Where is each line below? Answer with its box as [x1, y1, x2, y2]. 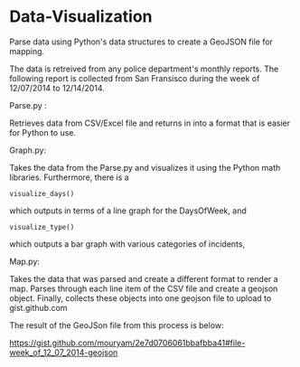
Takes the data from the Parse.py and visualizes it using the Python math [9, 162, 281, 173]
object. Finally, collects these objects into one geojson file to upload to [9, 292, 272, 304]
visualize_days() [9, 189, 75, 198]
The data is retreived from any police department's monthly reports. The [9, 63, 279, 74]
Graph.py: [9, 145, 47, 155]
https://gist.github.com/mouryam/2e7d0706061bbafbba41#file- [9, 337, 246, 348]
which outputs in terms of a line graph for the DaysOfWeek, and [9, 205, 247, 216]
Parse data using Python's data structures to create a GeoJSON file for [9, 36, 274, 47]
